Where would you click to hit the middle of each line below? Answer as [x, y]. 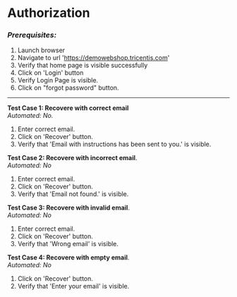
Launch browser [41, 50]
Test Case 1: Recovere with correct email [68, 108]
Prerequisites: [32, 35]
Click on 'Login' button [50, 73]
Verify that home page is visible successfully [83, 66]
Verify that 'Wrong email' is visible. [68, 244]
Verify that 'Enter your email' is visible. [73, 286]
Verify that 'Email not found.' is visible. [73, 194]
